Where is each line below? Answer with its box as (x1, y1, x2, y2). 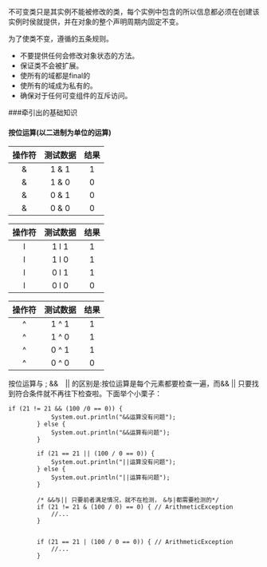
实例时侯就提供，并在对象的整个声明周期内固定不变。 (8, 17, 183, 26)
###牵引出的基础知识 (8, 108, 78, 117)
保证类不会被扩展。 (19, 61, 84, 70)
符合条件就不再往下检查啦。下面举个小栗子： (14, 389, 162, 398)
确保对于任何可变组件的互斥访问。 (19, 91, 132, 100)
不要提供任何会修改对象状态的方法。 (19, 51, 139, 60)
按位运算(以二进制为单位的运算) (8, 127, 112, 137)
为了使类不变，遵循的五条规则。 (8, 34, 113, 43)
